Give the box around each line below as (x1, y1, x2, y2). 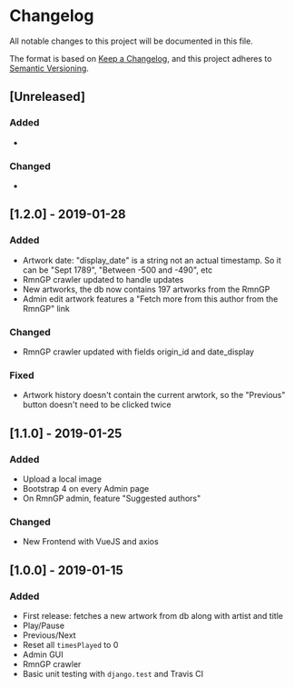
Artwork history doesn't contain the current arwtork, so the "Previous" (22, 390, 286, 401)
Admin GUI (22, 649, 64, 660)
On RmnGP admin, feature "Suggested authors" (22, 493, 201, 504)
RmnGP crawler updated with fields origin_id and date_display (22, 346, 255, 357)
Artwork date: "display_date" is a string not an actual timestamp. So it (22, 254, 281, 265)
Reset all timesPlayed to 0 (22, 639, 119, 650)
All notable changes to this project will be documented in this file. (9, 35, 254, 46)
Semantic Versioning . (9, 63, 89, 74)
